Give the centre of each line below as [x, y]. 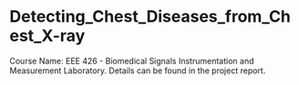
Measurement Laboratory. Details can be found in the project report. [138, 71]
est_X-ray [47, 36]
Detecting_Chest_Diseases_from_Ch [150, 17]
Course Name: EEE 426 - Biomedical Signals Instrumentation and [132, 61]
